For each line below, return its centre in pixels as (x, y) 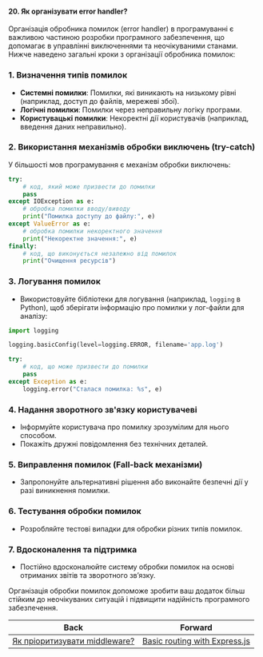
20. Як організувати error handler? (68, 11)
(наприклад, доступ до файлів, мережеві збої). (100, 101)
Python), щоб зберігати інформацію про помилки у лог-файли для (132, 307)
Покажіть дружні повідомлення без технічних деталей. (114, 444)
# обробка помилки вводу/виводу (76, 209)
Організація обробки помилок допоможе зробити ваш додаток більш (127, 591)
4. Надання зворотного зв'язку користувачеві (103, 409)
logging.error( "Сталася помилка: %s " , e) (92, 389)
